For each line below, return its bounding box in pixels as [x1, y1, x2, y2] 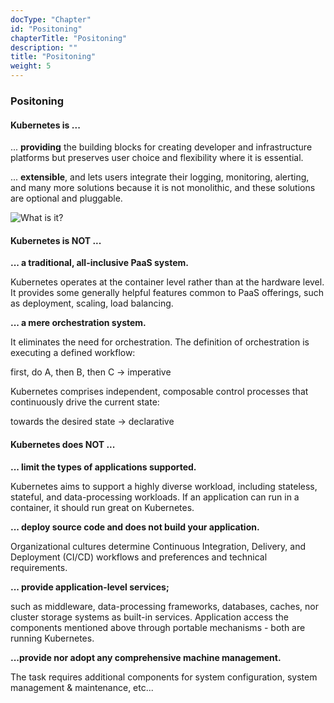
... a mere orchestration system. [10, 317, 147, 329]
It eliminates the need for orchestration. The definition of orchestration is [10, 336, 310, 348]
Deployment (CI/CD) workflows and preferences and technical [10, 551, 268, 563]
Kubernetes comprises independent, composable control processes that [10, 386, 309, 398]
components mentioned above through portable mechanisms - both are [10, 621, 306, 633]
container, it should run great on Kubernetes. [10, 501, 195, 513]
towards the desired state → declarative [10, 416, 175, 428]
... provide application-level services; [10, 581, 170, 593]
